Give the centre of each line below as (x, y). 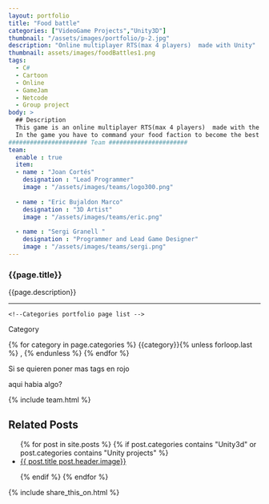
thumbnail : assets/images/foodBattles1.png (82, 53)
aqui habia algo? (35, 385)
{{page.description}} (42, 292)
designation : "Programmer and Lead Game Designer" (110, 240)
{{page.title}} (35, 275)
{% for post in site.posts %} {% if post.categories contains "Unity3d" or (138, 444)
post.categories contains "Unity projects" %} (94, 453)
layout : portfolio (39, 16)
